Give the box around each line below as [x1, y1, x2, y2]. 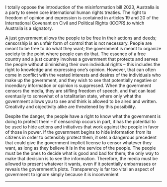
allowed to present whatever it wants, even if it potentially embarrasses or [5, 161, 157, 167]
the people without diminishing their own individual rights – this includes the [5, 62, 161, 67]
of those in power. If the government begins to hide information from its [5, 129, 152, 135]
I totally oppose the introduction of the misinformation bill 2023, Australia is [5, 4, 160, 10]
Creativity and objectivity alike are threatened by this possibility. [5, 104, 136, 109]
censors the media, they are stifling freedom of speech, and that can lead [5, 88, 156, 93]
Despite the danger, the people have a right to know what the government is [5, 113, 161, 119]
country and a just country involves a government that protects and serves [5, 56, 158, 62]
